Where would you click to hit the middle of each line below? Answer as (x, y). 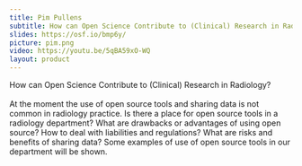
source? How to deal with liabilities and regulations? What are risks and (141, 132)
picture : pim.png (42, 43)
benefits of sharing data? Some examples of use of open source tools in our (150, 142)
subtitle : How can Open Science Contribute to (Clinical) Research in (144, 26)
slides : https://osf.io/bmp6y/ (68, 34)
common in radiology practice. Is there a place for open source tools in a (144, 114)
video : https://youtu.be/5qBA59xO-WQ (80, 51)
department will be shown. (58, 152)
